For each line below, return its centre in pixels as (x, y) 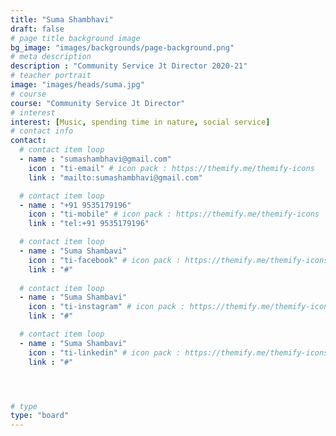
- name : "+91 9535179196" (75, 205)
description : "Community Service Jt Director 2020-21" (129, 66)
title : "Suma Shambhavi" (62, 19)
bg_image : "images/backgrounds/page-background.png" (122, 47)
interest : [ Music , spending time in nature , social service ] (140, 122)
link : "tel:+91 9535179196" (89, 224)
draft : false (37, 29)
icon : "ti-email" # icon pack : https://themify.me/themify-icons (171, 168)
